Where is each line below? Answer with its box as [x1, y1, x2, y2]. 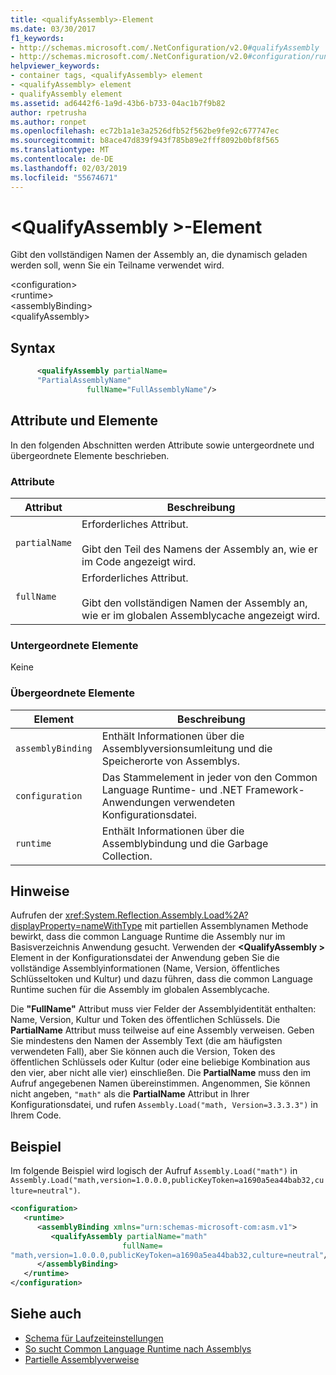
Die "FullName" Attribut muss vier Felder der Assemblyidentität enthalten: [10, 1003, 317, 1015]
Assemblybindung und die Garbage [101, 836, 269, 850]
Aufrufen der [10, 909, 63, 921]
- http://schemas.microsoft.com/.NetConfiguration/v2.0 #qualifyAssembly [10, 42, 320, 53]
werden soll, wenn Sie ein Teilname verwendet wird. [10, 259, 225, 271]
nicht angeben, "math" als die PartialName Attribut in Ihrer [10, 1088, 250, 1100]
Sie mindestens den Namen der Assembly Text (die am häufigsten [10, 1035, 283, 1047]
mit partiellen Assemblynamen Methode [144, 920, 309, 932]
